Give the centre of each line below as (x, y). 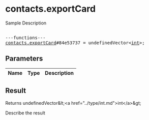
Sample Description (26, 23)
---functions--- (25, 38)
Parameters (24, 59)
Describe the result (25, 113)
